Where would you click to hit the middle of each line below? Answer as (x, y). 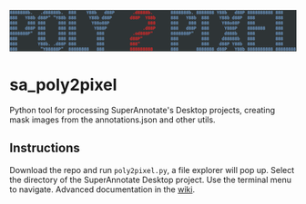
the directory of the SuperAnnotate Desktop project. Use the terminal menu (150, 180)
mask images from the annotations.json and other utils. (112, 120)
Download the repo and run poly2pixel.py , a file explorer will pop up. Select (152, 170)
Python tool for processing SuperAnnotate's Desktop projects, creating (143, 110)
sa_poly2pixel (63, 85)
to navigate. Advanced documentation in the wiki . (102, 189)
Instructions (45, 148)
